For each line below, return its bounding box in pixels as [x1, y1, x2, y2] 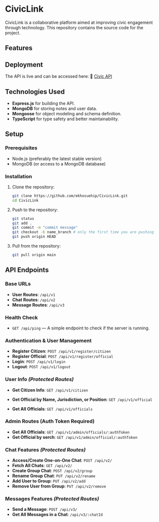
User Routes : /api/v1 [12, 291, 55, 297]
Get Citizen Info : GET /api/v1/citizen [12, 387, 88, 393]
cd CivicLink [12, 198, 39, 203]
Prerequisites [5, 144, 37, 151]
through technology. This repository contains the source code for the [5, 24, 143, 30]
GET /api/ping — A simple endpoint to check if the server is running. [12, 325, 150, 331]
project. [5, 30, 21, 36]
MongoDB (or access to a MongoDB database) [12, 161, 106, 166]
